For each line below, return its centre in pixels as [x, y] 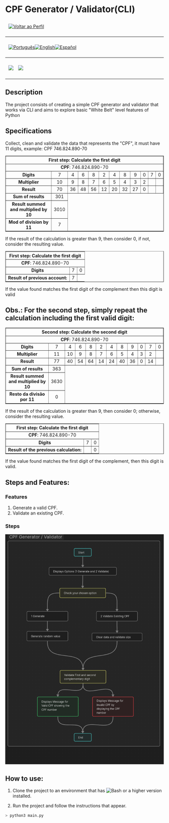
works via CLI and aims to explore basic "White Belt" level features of [77, 110]
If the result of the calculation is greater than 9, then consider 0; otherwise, [83, 411]
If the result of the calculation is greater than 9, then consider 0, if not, [78, 239]
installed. [22, 796]
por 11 [27, 400]
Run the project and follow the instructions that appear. [69, 806]
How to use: [24, 778]
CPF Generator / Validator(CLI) [70, 9]
